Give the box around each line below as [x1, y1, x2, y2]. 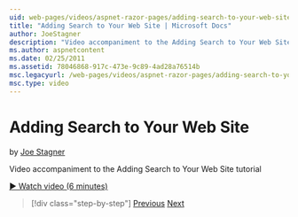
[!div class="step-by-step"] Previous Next [30, 198, 184, 208]
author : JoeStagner [9, 29, 82, 38]
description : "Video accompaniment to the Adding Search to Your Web [9, 37, 272, 47]
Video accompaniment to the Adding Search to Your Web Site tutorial [9, 163, 262, 174]
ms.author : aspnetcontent [9, 46, 105, 55]
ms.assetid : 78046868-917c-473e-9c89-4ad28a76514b [9, 63, 200, 72]
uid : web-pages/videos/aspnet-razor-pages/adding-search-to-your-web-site [9, 12, 292, 22]
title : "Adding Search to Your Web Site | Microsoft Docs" [9, 21, 232, 30]
